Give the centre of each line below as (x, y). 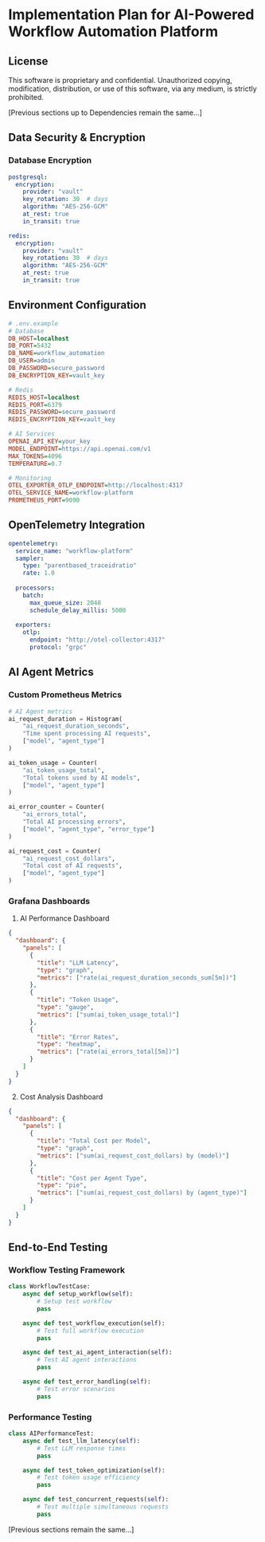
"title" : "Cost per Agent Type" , (92, 1178)
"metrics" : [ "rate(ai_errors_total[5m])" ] (108, 1052)
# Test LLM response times (82, 1448)
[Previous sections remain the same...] (71, 1529)
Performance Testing (50, 1417)
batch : (33, 595)
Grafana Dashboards (49, 901)
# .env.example (33, 323)
